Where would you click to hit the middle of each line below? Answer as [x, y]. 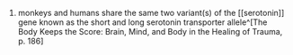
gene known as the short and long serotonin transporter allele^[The [142, 22]
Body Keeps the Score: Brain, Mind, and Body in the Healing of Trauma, [150, 31]
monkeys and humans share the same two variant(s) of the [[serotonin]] [151, 13]
